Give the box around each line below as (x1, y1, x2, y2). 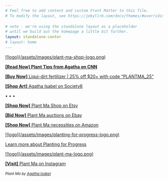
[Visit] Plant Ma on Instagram (5, 160, 66, 166)
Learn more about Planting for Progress (5, 141, 86, 147)
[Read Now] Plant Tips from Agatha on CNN (5, 63, 97, 69)
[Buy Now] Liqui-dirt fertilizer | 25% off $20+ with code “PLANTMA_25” (5, 73, 154, 79)
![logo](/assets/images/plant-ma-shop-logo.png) (5, 54, 106, 60)
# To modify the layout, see (5, 13, 66, 18)
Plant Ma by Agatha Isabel (5, 171, 51, 176)
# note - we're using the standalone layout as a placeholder (5, 24, 137, 29)
